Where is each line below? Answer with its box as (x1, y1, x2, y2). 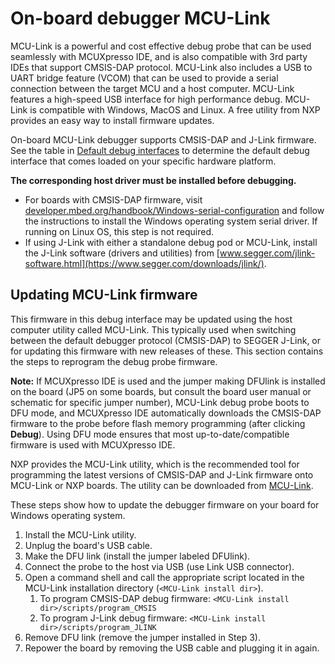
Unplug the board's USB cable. (24, 539, 153, 551)
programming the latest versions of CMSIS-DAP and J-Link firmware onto (10, 468, 314, 481)
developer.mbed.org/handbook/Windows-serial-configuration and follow (24, 204, 325, 216)
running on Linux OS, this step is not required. (24, 225, 215, 237)
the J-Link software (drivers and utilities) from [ (24, 247, 220, 259)
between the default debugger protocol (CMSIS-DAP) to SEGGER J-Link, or (10, 334, 322, 346)
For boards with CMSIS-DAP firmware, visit (24, 193, 203, 206)
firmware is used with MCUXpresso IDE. (10, 438, 176, 451)
